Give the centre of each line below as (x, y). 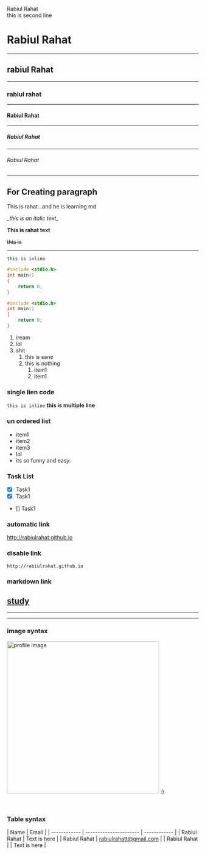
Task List (20, 476)
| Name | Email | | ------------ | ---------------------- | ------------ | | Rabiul (102, 832)
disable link (24, 553)
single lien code (31, 392)
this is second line (30, 15)
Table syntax (26, 819)
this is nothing (42, 363)
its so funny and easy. (43, 460)
